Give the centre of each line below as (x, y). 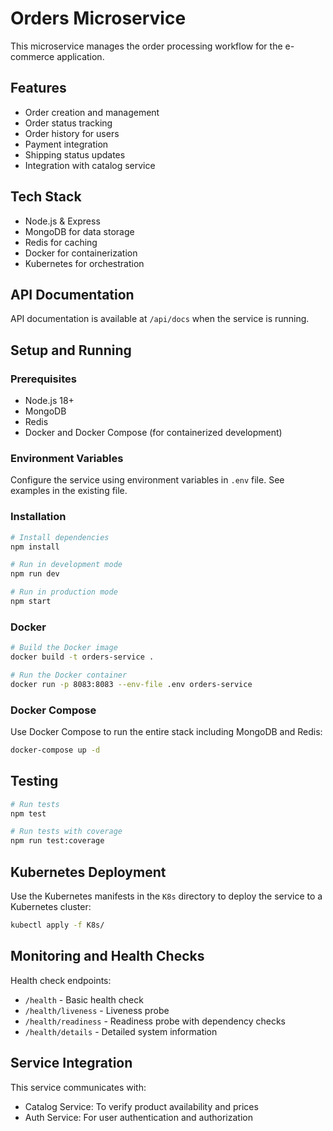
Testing (34, 781)
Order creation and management (92, 112)
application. (80, 56)
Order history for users (72, 133)
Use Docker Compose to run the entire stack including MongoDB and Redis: (166, 731)
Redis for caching (61, 242)
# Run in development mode (66, 565)
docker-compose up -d (55, 750)
